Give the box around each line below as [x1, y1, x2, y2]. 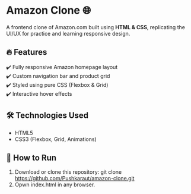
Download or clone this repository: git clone [14, 168, 122, 176]
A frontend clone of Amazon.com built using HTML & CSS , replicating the [6, 23, 186, 30]
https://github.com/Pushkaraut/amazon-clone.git [14, 175, 135, 182]
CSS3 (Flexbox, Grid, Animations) [14, 135, 97, 143]
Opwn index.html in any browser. [14, 181, 95, 188]
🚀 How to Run [6, 152, 57, 162]
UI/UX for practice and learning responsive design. [6, 30, 130, 37]
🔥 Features [6, 47, 47, 57]
